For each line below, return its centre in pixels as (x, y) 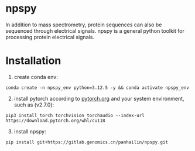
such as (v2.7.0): (34, 105)
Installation (33, 61)
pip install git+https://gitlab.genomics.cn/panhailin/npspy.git (87, 142)
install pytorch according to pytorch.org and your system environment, (99, 98)
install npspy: (30, 131)
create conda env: (36, 77)
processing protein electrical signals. (50, 37)
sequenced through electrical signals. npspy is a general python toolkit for (95, 30)
